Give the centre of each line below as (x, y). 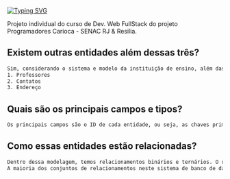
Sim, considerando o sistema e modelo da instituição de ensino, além (110, 69)
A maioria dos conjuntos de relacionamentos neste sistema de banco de (111, 168)
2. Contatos (24, 81)
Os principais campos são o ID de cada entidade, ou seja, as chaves (108, 125)
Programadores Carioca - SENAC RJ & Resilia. (72, 31)
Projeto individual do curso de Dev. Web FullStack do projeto (92, 24)
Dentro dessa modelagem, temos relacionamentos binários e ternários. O (113, 162)
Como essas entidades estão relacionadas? (102, 146)
